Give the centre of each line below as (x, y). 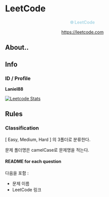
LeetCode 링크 (27, 190)
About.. (17, 48)
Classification (22, 128)
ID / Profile (18, 78)
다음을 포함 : (17, 173)
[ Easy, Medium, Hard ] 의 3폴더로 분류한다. (48, 139)
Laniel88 (14, 89)
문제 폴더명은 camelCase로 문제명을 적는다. (47, 150)
